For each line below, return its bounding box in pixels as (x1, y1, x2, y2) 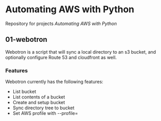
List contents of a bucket (12, 94, 65, 100)
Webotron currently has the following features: (5, 79, 104, 85)
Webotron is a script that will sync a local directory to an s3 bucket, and (5, 49, 156, 55)
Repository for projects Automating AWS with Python (5, 20, 117, 27)
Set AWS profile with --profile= (12, 110, 78, 116)
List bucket (12, 88, 36, 95)
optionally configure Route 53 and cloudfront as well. (5, 54, 117, 60)
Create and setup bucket (12, 100, 65, 106)
